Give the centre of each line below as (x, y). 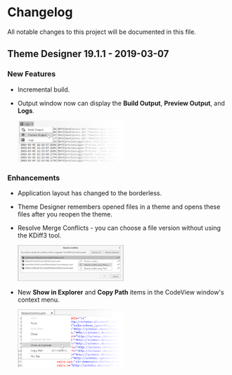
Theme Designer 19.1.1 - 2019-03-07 (88, 54)
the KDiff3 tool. (39, 235)
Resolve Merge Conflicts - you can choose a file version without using (119, 228)
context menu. (38, 300)
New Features (32, 74)
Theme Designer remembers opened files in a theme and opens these (119, 207)
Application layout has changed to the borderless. (90, 193)
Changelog (40, 12)
